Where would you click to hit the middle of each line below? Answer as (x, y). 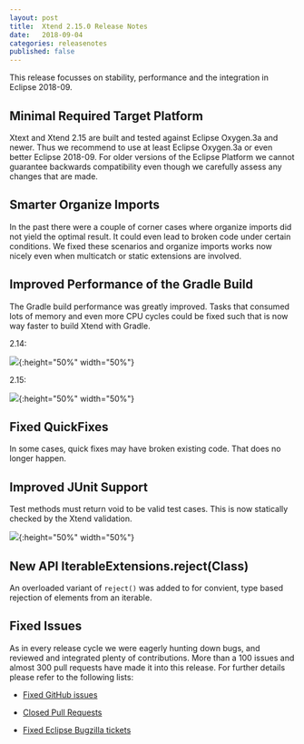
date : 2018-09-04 (46, 35)
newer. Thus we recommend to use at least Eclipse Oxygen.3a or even (141, 147)
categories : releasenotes (58, 43)
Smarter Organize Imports (85, 205)
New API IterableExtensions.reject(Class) (129, 566)
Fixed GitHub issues (60, 694)
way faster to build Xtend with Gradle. (80, 326)
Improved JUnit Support (78, 487)
